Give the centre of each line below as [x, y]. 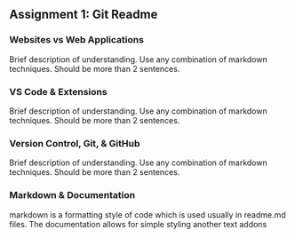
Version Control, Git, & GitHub [75, 143]
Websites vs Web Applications [77, 40]
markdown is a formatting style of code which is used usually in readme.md [147, 214]
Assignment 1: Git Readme [84, 15]
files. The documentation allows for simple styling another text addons [138, 224]
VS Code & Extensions [59, 91]
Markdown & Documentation [72, 195]
